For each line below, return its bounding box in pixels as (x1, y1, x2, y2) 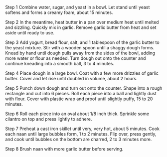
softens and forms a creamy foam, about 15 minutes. (5, 9, 113, 15)
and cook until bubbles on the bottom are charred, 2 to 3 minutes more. (5, 137, 152, 142)
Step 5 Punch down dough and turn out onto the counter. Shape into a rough (5, 85, 163, 91)
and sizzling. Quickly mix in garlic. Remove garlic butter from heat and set (5, 24, 157, 30)
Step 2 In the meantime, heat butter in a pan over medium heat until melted (5, 19, 159, 25)
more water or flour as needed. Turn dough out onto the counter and (5, 55, 146, 61)
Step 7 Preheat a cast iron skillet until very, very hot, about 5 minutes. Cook (5, 126, 160, 132)
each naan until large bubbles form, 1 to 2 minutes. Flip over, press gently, (5, 131, 157, 137)
